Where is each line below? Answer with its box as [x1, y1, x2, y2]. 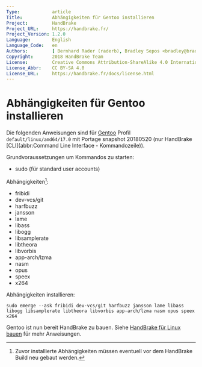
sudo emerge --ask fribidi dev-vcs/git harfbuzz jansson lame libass [6, 303, 185, 309]
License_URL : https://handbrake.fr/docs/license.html [6, 71, 155, 77]
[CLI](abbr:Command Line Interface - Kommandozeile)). [6, 142, 145, 149]
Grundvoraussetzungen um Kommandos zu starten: [6, 154, 134, 161]
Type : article [6, 8, 71, 15]
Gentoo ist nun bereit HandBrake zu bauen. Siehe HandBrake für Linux [6, 324, 181, 331]
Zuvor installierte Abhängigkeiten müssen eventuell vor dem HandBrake [14, 347, 193, 354]
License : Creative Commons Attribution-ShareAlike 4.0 [6, 59, 168, 65]
